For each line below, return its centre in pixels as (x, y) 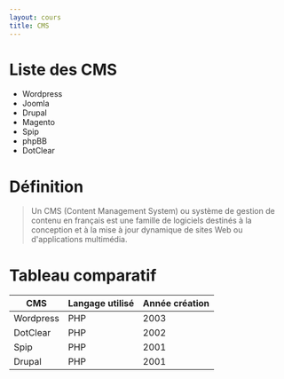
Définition (47, 186)
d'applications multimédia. (79, 240)
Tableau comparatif (83, 275)
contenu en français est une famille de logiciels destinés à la (141, 221)
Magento (39, 122)
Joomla (36, 104)
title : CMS (29, 26)
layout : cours (35, 17)
